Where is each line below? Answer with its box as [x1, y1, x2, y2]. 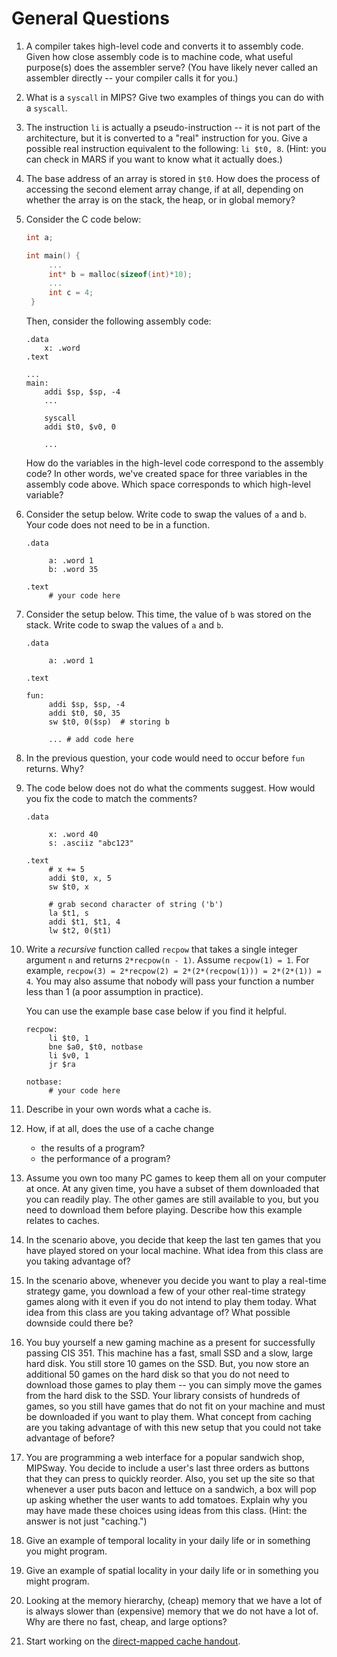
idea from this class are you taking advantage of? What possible [25, 1307, 291, 1319]
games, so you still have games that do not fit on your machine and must [25, 1400, 326, 1412]
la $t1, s [48, 908, 90, 919]
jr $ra [48, 1060, 76, 1070]
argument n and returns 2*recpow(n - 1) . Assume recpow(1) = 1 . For [25, 954, 310, 966]
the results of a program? [40, 1142, 146, 1154]
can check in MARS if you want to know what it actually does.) [25, 153, 283, 165]
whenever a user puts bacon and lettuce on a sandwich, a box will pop [25, 1483, 317, 1496]
